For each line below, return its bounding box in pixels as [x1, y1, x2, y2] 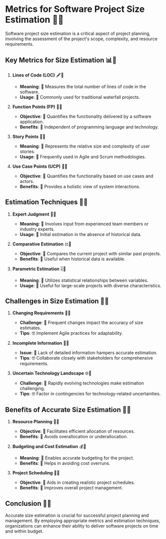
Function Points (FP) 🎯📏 [12, 103, 63, 110]
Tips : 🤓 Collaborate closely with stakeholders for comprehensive [19, 355, 153, 361]
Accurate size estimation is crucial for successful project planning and [5, 513, 149, 518]
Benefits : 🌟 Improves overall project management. [19, 485, 123, 491]
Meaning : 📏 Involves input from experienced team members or [19, 221, 149, 227]
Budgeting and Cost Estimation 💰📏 [12, 444, 86, 450]
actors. [19, 178, 34, 184]
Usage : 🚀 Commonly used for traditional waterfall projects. [19, 94, 140, 100]
